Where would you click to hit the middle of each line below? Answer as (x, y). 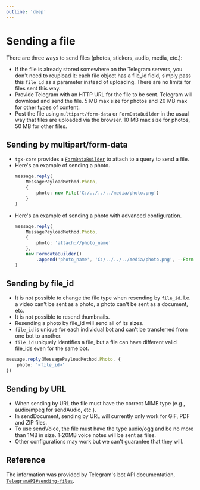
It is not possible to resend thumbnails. (62, 317)
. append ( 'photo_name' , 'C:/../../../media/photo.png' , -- (110, 260)
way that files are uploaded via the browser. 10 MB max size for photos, (102, 120)
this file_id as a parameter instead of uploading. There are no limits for (103, 82)
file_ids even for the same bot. (52, 348)
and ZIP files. (31, 422)
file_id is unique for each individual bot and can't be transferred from (101, 330)
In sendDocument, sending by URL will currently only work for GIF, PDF (102, 416)
